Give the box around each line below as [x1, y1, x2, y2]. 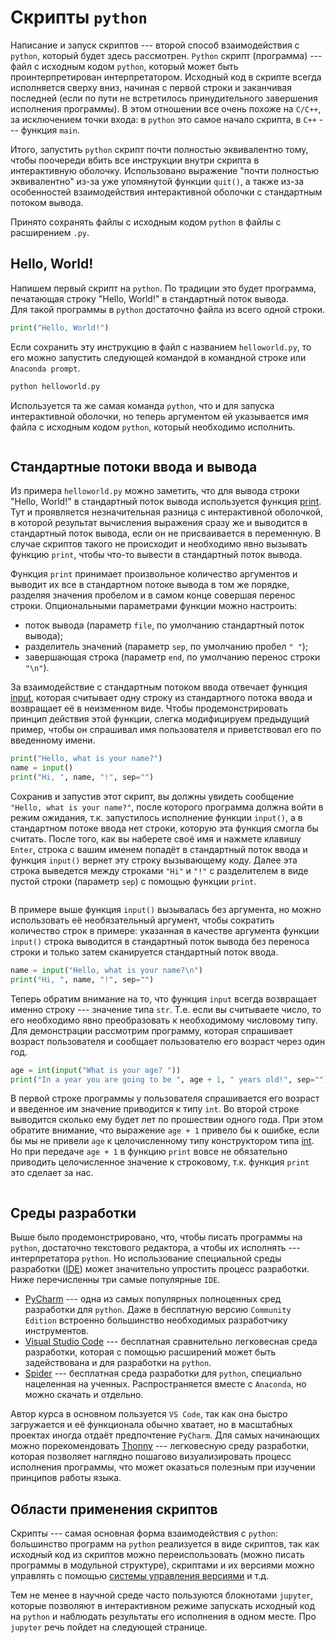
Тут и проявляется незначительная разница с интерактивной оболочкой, [10, 506, 324, 518]
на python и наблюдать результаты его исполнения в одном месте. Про [10, 1611, 317, 1623]
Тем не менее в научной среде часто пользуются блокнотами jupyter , [10, 1589, 314, 1601]
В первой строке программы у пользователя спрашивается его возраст [10, 1092, 320, 1105]
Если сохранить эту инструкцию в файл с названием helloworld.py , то [10, 341, 312, 353]
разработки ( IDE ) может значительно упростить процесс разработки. [10, 1263, 310, 1275]
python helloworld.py [10, 381, 101, 391]
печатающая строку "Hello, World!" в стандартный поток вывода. [10, 292, 290, 305]
